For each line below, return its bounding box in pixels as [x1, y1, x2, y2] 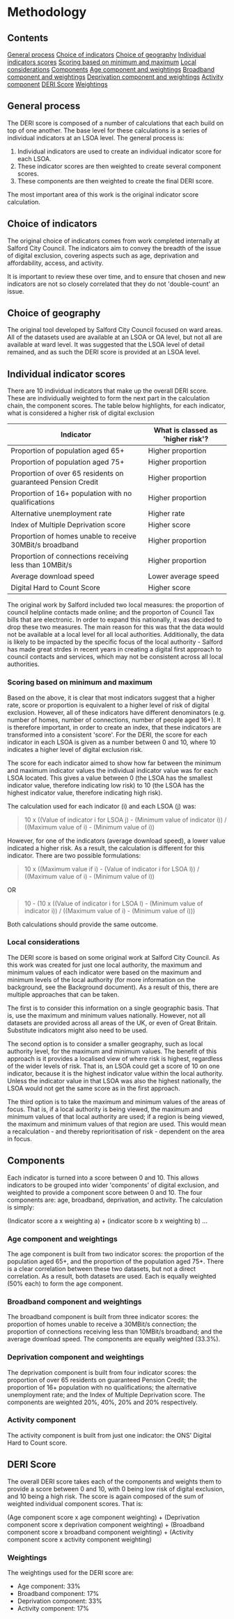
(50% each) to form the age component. [7, 1279, 123, 1288]
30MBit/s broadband [10, 540, 79, 550]
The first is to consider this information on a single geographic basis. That [7, 1004, 219, 1012]
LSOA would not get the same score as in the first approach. [7, 1084, 180, 1092]
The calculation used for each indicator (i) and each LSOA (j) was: [7, 801, 196, 810]
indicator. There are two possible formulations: [7, 851, 141, 859]
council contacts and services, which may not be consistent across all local [7, 653, 224, 661]
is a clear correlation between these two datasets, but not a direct [7, 1264, 196, 1273]
